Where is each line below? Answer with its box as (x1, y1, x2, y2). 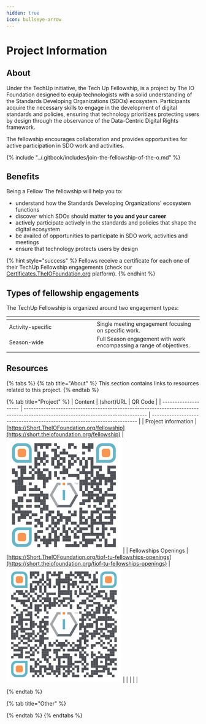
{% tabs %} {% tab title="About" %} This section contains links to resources (6, 379, 199, 387)
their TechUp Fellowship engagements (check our (6, 264, 132, 271)
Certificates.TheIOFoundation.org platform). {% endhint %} (6, 270, 156, 277)
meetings (15, 239, 39, 246)
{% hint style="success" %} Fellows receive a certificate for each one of (6, 257, 190, 264)
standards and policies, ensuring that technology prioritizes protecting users (6, 110, 199, 118)
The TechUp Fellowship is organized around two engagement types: (6, 304, 179, 312)
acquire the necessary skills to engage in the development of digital (6, 104, 178, 111)
